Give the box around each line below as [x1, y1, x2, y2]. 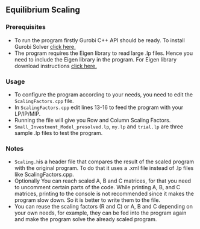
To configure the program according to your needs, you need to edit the [14, 90, 193, 98]
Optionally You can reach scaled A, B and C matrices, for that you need [14, 177, 191, 184]
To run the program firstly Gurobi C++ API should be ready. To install [14, 36, 185, 44]
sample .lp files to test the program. [14, 129, 103, 136]
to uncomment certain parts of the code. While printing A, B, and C [14, 184, 181, 191]
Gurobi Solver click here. [14, 43, 76, 50]
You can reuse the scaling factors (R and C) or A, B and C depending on [14, 203, 193, 210]
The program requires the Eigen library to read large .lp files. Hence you [14, 49, 193, 57]
